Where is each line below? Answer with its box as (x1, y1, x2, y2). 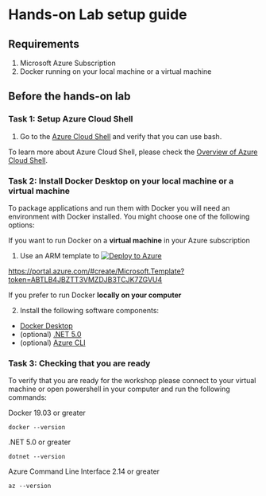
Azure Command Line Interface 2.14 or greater (8, 467, 160, 476)
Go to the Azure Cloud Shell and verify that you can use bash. (19, 131, 222, 141)
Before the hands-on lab (8, 90, 131, 103)
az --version (8, 482, 52, 490)
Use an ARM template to (19, 250, 100, 260)
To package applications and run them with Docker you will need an (8, 203, 230, 212)
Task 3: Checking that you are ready (8, 358, 151, 369)
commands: (8, 393, 48, 402)
